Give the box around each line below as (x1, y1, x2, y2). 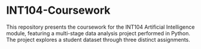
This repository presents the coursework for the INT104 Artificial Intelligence (6, 23, 195, 30)
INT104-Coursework (6, 4, 111, 17)
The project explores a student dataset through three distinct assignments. (6, 36, 190, 43)
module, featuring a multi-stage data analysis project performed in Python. (6, 29, 190, 36)
